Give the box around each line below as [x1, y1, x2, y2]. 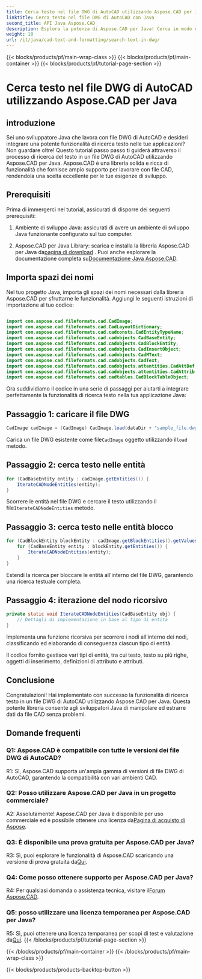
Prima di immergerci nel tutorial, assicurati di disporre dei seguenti [6, 206, 171, 213]
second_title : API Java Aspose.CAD [6, 20, 96, 26]
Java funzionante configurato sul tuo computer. [14, 230, 133, 237]
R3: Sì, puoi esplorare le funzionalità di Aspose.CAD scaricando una [6, 852, 174, 859]
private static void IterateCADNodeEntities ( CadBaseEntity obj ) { [6, 611, 176, 617]
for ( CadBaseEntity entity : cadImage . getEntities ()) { [6, 476, 149, 482]
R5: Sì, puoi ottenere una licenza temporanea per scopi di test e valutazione [6, 930, 194, 937]
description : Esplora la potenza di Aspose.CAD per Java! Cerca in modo [6, 25, 192, 32]
